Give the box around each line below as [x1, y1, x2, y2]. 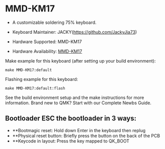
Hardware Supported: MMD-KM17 [12, 38, 82, 45]
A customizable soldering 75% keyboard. [12, 19, 97, 25]
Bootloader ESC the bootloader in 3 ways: [5, 114, 137, 123]
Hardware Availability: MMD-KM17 [12, 48, 83, 54]
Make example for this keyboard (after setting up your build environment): [5, 58, 156, 64]
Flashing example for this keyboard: [5, 76, 78, 82]
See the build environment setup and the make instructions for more [5, 94, 145, 100]
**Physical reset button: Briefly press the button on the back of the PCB [12, 133, 160, 139]
